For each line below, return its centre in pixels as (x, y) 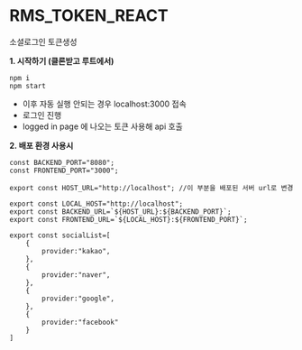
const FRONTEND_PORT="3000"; (64, 170)
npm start (28, 86)
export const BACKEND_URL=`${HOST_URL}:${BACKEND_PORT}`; (120, 212)
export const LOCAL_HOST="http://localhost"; (96, 204)
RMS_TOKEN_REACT (89, 16)
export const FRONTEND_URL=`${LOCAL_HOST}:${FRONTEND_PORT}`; (128, 219)
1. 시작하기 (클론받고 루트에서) (62, 60)
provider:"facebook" (80, 322)
